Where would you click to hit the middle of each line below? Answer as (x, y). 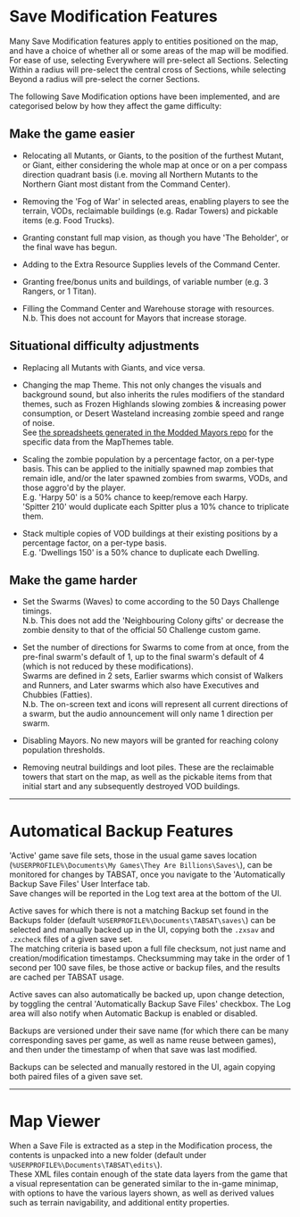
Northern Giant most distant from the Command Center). (126, 184)
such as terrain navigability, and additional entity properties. (120, 1203)
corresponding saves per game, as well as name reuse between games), (143, 1040)
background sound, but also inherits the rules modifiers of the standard (153, 394)
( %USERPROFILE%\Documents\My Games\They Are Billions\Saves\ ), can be (141, 865)
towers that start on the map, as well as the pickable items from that (147, 777)
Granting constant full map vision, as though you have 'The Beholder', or (155, 238)
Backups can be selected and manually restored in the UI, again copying (142, 1067)
